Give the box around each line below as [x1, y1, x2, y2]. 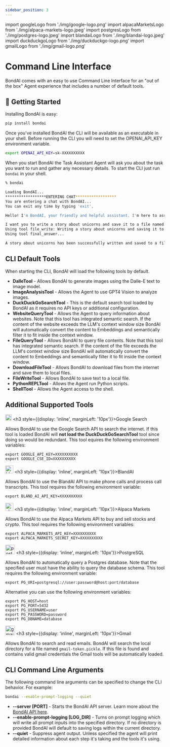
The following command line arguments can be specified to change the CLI [5, 679, 162, 685]
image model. [12, 283, 41, 289]
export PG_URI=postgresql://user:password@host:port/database [5, 580, 139, 585]
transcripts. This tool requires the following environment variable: [5, 484, 141, 490]
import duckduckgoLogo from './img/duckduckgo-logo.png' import [5, 38, 144, 44]
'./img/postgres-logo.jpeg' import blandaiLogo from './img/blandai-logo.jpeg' [5, 32, 165, 38]
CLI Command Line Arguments [5, 665, 104, 674]
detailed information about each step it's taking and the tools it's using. [12, 736, 161, 742]
